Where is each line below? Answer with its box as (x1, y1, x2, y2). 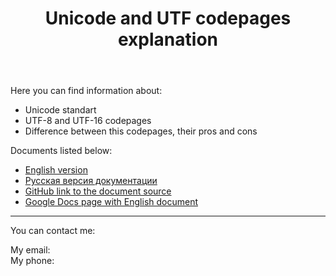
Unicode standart (24, 104, 97, 116)
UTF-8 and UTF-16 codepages (24, 115, 152, 127)
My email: (10, 244, 51, 256)
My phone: (10, 255, 55, 267)
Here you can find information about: (10, 85, 163, 97)
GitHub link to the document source (24, 185, 172, 197)
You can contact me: (10, 225, 96, 237)
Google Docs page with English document (24, 196, 199, 208)
